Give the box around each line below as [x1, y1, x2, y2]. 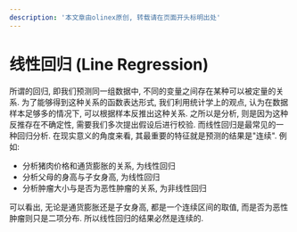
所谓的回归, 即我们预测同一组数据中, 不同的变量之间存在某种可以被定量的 [9, 86, 276, 96]
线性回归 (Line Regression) [9, 54, 210, 74]
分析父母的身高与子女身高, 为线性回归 [21, 171, 161, 182]
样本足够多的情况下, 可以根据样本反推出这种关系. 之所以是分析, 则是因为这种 [9, 108, 288, 119]
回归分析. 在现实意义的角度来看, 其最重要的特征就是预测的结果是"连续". [16, 130, 277, 141]
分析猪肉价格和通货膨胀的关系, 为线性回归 [21, 160, 176, 170]
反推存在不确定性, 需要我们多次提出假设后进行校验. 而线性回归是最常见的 [9, 119, 276, 129]
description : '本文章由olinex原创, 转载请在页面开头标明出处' [9, 12, 221, 22]
